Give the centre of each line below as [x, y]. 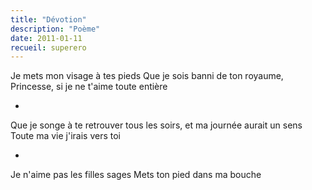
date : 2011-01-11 [46, 38]
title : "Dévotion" [48, 19]
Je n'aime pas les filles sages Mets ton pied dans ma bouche [136, 175]
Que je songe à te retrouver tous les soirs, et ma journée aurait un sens [156, 125]
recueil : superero [48, 47]
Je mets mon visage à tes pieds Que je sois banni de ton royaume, [147, 76]
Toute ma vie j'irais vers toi [65, 136]
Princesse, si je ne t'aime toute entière [89, 87]
